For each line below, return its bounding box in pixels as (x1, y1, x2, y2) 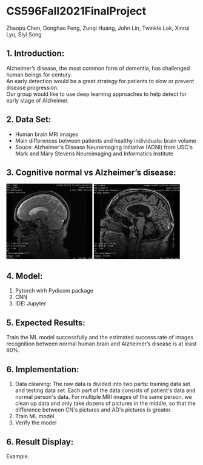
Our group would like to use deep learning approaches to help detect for (6, 90, 187, 98)
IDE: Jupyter (15, 300, 47, 307)
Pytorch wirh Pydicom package (15, 287, 94, 294)
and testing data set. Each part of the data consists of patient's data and (15, 387, 196, 394)
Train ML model (15, 413, 55, 420)
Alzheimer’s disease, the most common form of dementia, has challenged (6, 64, 190, 72)
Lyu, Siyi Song (6, 30, 42, 38)
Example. (6, 452, 30, 460)
